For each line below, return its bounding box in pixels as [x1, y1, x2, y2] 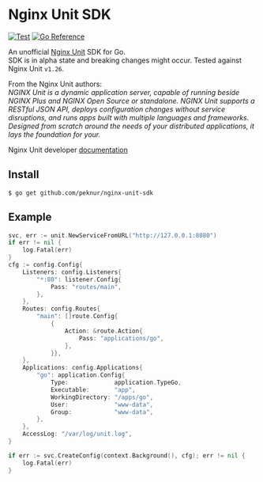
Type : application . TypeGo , [50, 378, 182, 387]
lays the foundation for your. [8, 129, 101, 139]
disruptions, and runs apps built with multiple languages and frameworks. [8, 112, 250, 122]
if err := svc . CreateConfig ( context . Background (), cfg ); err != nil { [8, 451, 246, 460]
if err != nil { [8, 239, 62, 247]
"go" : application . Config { [36, 371, 126, 379]
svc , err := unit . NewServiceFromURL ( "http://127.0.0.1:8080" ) [8, 231, 217, 239]
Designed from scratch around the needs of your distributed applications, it [8, 121, 255, 131]
